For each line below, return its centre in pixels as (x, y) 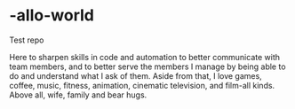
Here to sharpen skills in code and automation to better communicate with (145, 57)
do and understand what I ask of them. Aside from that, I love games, (136, 75)
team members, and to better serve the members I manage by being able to (147, 66)
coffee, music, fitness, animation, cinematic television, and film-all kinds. (142, 85)
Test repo (27, 40)
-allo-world (52, 16)
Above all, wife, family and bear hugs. (78, 95)
